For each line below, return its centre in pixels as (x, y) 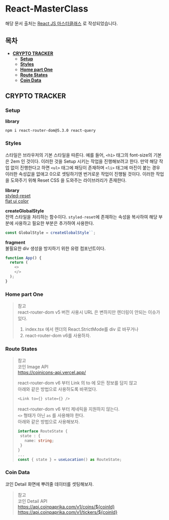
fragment (15, 242)
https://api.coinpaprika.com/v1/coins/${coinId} (66, 507)
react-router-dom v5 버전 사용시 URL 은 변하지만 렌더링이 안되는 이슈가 (89, 312)
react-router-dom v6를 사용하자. (58, 336)
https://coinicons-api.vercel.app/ (52, 373)
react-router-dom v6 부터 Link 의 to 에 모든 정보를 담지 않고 (77, 383)
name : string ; (39, 441)
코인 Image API (33, 367)
